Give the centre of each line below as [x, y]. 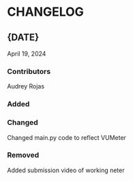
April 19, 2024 [27, 53]
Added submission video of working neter [66, 170]
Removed [23, 155]
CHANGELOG [45, 12]
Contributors [29, 71]
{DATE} [23, 37]
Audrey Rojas [26, 86]
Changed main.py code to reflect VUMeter [66, 137]
